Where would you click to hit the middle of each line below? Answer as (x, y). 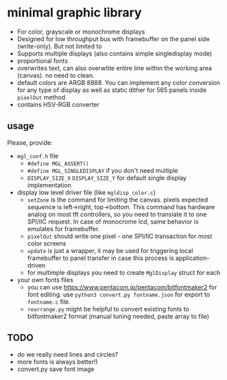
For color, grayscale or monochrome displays (81, 32)
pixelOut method (41, 97)
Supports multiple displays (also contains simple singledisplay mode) (115, 54)
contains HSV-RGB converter (58, 104)
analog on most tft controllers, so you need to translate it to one (117, 214)
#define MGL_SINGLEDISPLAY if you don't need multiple (103, 170)
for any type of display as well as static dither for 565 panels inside (112, 90)
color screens (47, 243)
